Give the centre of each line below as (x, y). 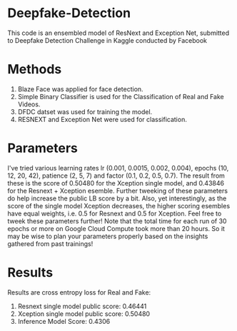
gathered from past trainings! (50, 243)
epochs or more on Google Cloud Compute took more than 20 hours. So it (116, 228)
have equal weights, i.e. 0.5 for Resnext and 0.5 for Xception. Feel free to (115, 213)
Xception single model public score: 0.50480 (84, 314)
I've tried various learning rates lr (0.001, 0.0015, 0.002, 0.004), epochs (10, (118, 168)
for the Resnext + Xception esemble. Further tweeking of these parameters (118, 190)
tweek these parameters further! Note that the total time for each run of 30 (117, 221)
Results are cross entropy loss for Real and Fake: (79, 292)
